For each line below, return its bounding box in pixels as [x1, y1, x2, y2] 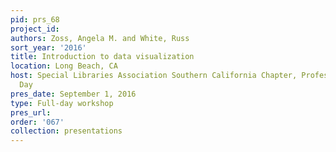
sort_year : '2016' [10, 42, 87, 53]
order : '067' [10, 117, 65, 127]
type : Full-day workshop [10, 98, 114, 108]
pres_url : [10, 107, 52, 118]
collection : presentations [10, 126, 123, 136]
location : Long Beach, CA [10, 61, 118, 71]
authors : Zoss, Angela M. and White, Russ [10, 33, 190, 43]
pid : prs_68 [10, 14, 60, 25]
